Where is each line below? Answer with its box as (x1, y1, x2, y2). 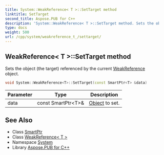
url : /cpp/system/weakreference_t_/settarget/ (5, 35, 102, 40)
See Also (5, 116, 33, 124)
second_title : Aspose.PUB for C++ (5, 16, 76, 21)
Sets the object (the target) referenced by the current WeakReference (5, 66, 145, 71)
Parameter (7, 91, 33, 98)
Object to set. (88, 99, 120, 106)
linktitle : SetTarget (5, 12, 49, 17)
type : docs (5, 25, 27, 30)
